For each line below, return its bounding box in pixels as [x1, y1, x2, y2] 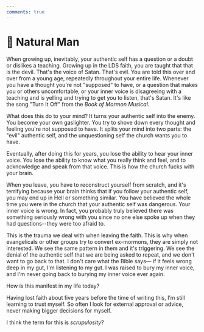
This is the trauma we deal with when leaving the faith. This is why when [6, 232, 188, 239]
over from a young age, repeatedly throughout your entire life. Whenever [6, 74, 189, 82]
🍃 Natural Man [6, 35, 80, 49]
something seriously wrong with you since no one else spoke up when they [6, 213, 195, 221]
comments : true [6, 9, 45, 15]
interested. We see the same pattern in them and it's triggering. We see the [6, 244, 195, 252]
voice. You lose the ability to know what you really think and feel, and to [6, 156, 186, 164]
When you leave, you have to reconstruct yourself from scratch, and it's [6, 181, 187, 188]
